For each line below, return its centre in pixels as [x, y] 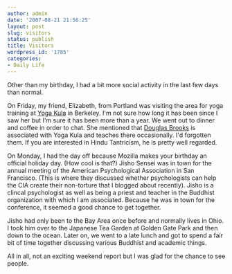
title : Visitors [30, 46]
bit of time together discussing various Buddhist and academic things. [107, 242]
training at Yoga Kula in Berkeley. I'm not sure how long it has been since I [113, 113]
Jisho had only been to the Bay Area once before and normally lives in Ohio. [115, 220]
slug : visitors [29, 33]
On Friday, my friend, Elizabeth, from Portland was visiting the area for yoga [115, 105]
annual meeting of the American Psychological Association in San [101, 170]
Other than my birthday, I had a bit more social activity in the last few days [113, 84]
